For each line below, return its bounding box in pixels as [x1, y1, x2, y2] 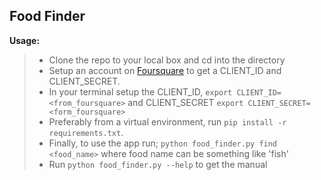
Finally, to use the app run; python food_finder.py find [48, 137, 278, 149]
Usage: [9, 34, 41, 46]
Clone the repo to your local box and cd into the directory [48, 54, 286, 66]
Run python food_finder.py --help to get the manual [48, 158, 268, 170]
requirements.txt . [48, 126, 124, 138]
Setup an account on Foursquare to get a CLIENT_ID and [48, 64, 282, 76]
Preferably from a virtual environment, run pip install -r [48, 115, 287, 128]
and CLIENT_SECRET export [127, 96, 244, 108]
